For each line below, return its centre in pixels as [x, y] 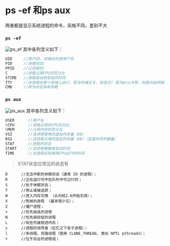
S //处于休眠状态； [29, 185]
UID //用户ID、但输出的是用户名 [40, 59]
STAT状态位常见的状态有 [43, 163]
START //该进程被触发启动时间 [38, 148]
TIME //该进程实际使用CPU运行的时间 [45, 153]
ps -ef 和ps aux [38, 10]
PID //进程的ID [25, 64]
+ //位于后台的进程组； [32, 239]
